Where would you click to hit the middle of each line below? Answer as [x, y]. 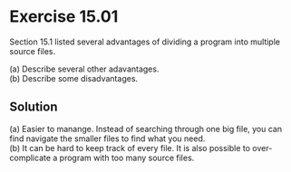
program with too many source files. [127, 158]
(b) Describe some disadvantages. [74, 78]
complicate [30, 158]
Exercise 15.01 [64, 17]
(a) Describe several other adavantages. [84, 69]
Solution [34, 107]
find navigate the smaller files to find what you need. [107, 139]
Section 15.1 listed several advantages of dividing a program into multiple [145, 42]
